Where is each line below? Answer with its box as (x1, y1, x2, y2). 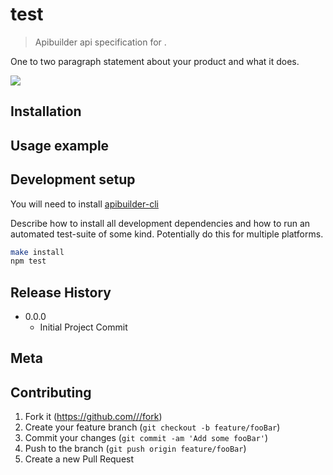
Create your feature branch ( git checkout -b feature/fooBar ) (24, 421, 281, 433)
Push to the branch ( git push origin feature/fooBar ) (24, 443, 247, 455)
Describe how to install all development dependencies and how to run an (10, 217, 311, 229)
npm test (10, 256, 47, 267)
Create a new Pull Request (24, 453, 135, 465)
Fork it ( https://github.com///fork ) (24, 411, 163, 423)
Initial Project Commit (39, 321, 128, 333)
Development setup (10, 171, 136, 188)
